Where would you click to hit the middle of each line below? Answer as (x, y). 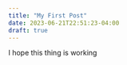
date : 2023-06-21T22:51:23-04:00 (64, 23)
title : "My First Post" (48, 15)
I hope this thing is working (53, 53)
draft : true (28, 30)
